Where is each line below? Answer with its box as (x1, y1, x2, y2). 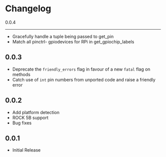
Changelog (5, 3, 51, 14)
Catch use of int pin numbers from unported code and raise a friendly (12, 77, 156, 82)
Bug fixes (12, 119, 32, 126)
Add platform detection (12, 109, 60, 115)
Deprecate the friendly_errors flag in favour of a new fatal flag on (12, 66, 151, 72)
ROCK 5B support (12, 115, 48, 120)
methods (12, 71, 31, 77)
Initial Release (12, 147, 41, 153)
